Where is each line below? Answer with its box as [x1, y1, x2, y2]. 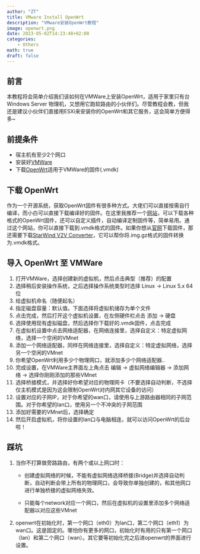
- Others [17, 42, 39, 48]
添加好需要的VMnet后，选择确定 [15, 408, 94, 415]
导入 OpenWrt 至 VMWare [7, 258, 103, 268]
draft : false [7, 53, 39, 59]
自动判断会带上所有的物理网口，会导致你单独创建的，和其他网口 [34, 479, 191, 486]
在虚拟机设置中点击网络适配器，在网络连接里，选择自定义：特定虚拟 [15, 327, 182, 334]
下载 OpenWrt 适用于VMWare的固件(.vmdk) [15, 166, 119, 173]
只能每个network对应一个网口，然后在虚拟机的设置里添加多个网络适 [24, 499, 191, 506]
